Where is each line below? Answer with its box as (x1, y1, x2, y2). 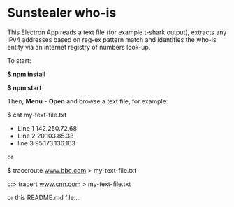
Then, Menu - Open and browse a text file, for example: (7, 97, 168, 106)
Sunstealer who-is (7, 5, 117, 21)
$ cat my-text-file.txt (7, 110, 67, 119)
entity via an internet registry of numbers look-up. (7, 43, 151, 51)
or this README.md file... (7, 193, 80, 201)
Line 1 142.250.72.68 (17, 124, 78, 132)
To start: (7, 56, 31, 64)
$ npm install (7, 70, 46, 78)
